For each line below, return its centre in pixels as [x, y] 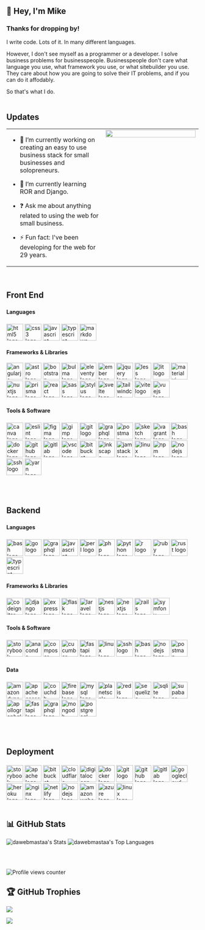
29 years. [34, 255]
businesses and [42, 162]
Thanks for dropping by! [43, 29]
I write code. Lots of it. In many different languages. [71, 42]
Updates [23, 117]
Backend [23, 511]
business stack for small [55, 155]
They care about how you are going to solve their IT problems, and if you [98, 73]
